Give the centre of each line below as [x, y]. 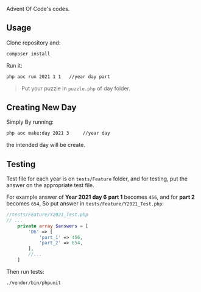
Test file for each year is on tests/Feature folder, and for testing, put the [97, 179]
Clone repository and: [33, 43]
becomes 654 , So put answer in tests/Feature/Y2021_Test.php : [85, 204]
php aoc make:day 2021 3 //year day [58, 134]
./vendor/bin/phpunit [34, 283]
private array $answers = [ [53, 226]
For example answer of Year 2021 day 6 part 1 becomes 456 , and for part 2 [100, 197]
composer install [28, 54]
